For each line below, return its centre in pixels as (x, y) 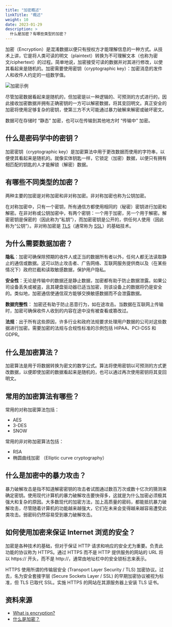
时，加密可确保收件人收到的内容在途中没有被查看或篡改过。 (68, 311)
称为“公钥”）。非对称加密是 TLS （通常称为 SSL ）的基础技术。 (70, 226)
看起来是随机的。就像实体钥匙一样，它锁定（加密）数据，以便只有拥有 (93, 158)
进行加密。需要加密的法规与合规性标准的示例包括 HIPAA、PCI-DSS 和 (83, 328)
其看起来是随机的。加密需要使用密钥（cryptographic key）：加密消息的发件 (84, 68)
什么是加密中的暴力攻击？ (46, 476)
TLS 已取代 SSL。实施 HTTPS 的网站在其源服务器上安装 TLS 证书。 (91, 582)
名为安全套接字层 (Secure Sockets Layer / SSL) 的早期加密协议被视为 (87, 576)
